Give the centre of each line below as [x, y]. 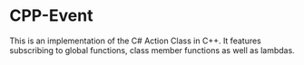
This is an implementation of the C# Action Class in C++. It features [135, 41]
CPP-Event [51, 16]
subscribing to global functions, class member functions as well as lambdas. [152, 50]
